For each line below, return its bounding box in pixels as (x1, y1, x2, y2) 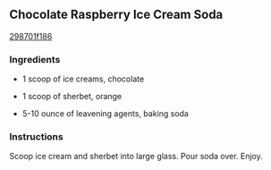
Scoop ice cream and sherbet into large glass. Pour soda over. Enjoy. (9, 151, 264, 162)
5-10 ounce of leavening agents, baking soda (21, 108, 190, 119)
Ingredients (9, 53, 61, 65)
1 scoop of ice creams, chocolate (21, 73, 145, 84)
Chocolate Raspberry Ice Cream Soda (9, 7, 224, 22)
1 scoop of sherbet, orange (21, 91, 123, 102)
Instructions (9, 131, 64, 143)
